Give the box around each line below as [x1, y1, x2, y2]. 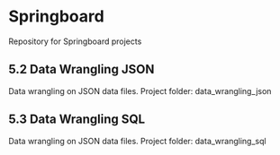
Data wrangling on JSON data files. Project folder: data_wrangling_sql [8, 135, 266, 146]
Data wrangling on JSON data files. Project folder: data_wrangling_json [8, 85, 272, 96]
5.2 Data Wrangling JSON [8, 62, 155, 77]
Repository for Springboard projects [8, 36, 142, 47]
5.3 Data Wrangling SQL [8, 112, 146, 127]
